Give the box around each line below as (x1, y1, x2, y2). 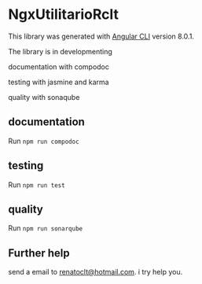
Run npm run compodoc (8, 136, 80, 146)
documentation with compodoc (8, 61, 110, 72)
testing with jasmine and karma (8, 77, 109, 87)
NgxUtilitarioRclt (8, 6, 119, 24)
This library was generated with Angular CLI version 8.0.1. (8, 31, 195, 41)
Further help (8, 246, 71, 260)
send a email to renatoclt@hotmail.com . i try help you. (8, 267, 183, 277)
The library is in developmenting (8, 46, 112, 56)
